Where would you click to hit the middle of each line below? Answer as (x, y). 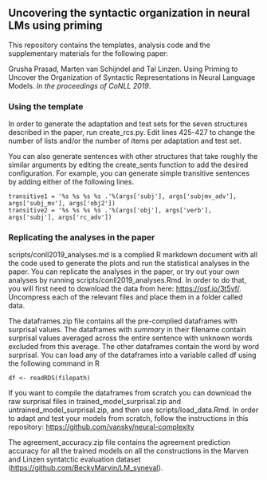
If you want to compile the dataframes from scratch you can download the (130, 393)
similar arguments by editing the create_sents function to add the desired (128, 165)
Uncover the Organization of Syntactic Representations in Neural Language (132, 77)
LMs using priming (55, 26)
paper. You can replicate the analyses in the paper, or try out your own (124, 272)
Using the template (46, 106)
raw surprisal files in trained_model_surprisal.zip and (95, 402)
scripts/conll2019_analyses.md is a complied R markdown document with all (133, 255)
